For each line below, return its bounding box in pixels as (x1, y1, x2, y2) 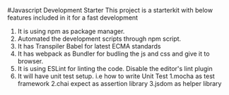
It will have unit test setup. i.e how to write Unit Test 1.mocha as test (17, 72, 216, 80)
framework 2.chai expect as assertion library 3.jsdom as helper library (17, 80, 222, 87)
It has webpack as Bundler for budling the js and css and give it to (17, 49, 210, 58)
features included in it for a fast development (7, 13, 139, 22)
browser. (17, 57, 44, 65)
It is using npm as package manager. (17, 27, 125, 35)
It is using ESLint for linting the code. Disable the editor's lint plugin (17, 65, 213, 72)
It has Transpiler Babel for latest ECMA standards (17, 42, 161, 50)
